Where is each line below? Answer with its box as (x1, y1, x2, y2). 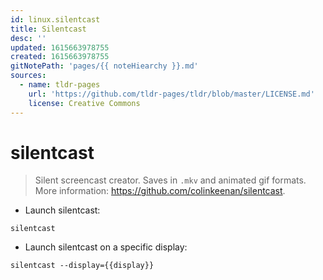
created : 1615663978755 (10, 52, 110, 62)
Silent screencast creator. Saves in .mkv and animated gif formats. (34, 174, 307, 186)
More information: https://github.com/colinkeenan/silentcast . (34, 185, 286, 197)
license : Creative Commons (28, 98, 141, 108)
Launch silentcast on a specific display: (24, 241, 188, 253)
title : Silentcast (10, 24, 87, 34)
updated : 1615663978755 (10, 42, 110, 53)
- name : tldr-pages (19, 80, 101, 90)
